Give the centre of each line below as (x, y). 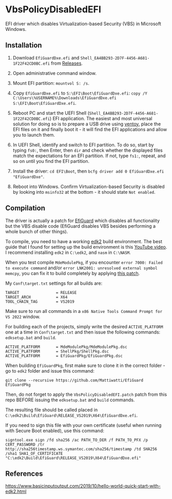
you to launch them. (34, 135)
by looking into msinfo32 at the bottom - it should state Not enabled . (84, 192)
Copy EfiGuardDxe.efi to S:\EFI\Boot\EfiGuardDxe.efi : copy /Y (80, 93)
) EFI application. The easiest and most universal (101, 118)
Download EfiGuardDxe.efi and (46, 58)
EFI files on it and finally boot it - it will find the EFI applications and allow (90, 129)
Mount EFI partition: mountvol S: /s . (51, 83)
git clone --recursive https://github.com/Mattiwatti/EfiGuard (74, 380)
